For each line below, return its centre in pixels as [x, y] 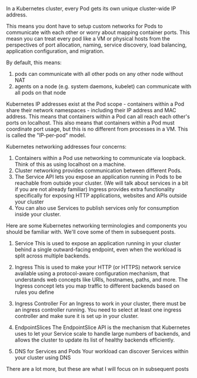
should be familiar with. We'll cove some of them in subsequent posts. [91, 232]
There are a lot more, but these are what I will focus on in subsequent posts [98, 369]
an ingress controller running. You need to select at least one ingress [98, 310]
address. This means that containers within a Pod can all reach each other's [98, 116]
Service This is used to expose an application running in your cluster [98, 243]
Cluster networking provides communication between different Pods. [98, 170]
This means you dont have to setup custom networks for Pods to [84, 26]
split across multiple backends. [52, 256]
